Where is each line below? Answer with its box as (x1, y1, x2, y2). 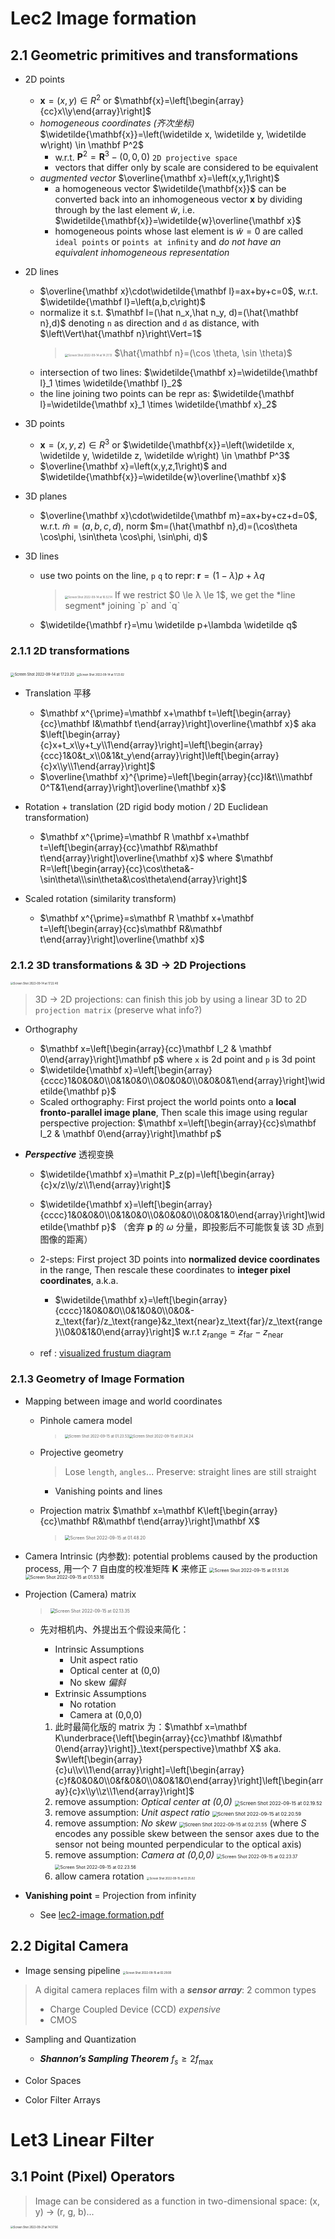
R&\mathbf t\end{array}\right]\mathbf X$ (91, 1515, 260, 1527)
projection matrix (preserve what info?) (34, 1003, 203, 1016)
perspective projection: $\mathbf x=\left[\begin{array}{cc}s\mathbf (39, 1117, 317, 1129)
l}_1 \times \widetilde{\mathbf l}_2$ (39, 377, 183, 389)
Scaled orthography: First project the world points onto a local (39, 1095, 297, 1107)
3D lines (24, 550, 60, 562)
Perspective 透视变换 (24, 1148, 115, 1160)
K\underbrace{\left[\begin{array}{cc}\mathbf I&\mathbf (54, 1732, 283, 1744)
